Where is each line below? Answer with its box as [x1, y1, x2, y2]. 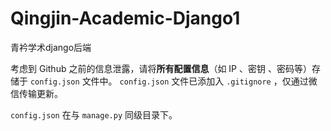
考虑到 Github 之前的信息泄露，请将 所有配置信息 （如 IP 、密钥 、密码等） [10, 62, 312, 74]
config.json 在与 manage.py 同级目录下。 [10, 108, 178, 121]
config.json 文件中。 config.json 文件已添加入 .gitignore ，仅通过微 [29, 75, 318, 87]
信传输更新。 [10, 87, 63, 99]
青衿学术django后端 [10, 41, 92, 53]
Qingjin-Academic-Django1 [10, 7, 241, 30]
